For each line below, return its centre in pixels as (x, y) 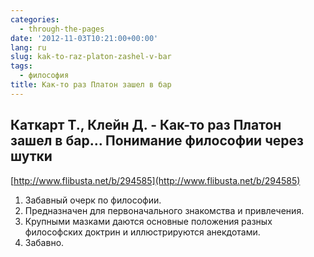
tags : (21, 66)
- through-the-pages (62, 29)
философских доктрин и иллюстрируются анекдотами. (142, 232)
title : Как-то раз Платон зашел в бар (91, 85)
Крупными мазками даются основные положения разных (148, 221)
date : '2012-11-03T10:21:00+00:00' (84, 38)
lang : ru (28, 47)
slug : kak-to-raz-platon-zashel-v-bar (91, 57)
